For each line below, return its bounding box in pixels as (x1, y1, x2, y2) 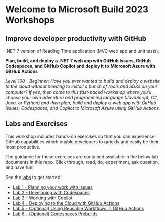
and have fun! (5, 164, 34, 170)
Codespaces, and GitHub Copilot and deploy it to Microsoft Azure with (5, 63, 155, 69)
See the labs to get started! (5, 174, 62, 180)
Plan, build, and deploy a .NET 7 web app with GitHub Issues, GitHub (5, 58, 151, 64)
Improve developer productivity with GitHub (5, 34, 147, 43)
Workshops (5, 14, 55, 26)
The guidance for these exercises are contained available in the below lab (5, 153, 158, 160)
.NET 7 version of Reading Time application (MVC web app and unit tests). (5, 48, 160, 54)
